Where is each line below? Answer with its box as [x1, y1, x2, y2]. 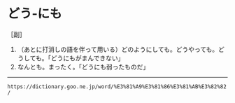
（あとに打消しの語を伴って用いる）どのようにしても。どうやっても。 [17, 45, 219, 53]
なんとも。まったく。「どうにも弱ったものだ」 [17, 62, 150, 71]
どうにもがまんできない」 [50, 53, 124, 62]
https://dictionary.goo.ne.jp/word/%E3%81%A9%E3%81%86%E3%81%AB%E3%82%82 [7, 83, 227, 90]
